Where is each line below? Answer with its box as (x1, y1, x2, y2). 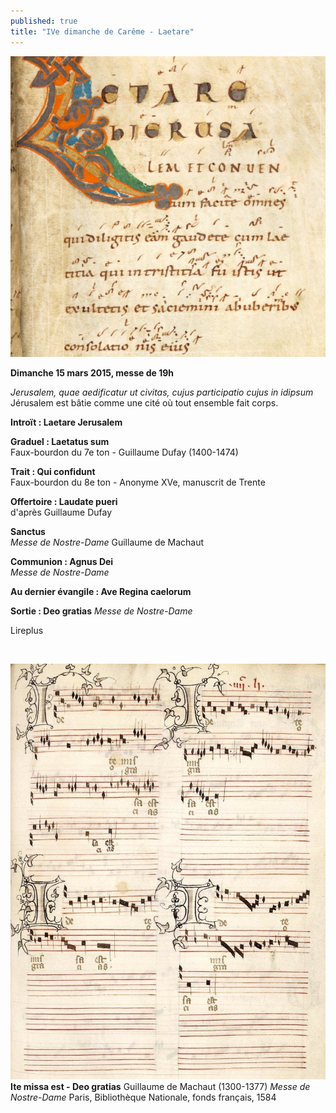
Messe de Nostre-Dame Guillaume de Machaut (10, 536, 205, 549)
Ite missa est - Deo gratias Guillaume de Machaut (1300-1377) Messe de (10, 1081, 311, 1093)
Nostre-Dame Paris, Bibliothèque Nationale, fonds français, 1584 (10, 1091, 277, 1104)
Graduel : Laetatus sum (10, 436, 110, 448)
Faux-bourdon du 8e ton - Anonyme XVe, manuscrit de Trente (10, 476, 266, 489)
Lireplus (10, 625, 44, 637)
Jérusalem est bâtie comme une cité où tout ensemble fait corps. (10, 397, 279, 409)
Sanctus (10, 526, 46, 538)
